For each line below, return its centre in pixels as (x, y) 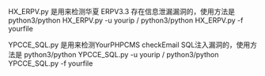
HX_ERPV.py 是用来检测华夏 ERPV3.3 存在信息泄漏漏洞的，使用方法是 (122, 11)
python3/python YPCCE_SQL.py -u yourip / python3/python (121, 54)
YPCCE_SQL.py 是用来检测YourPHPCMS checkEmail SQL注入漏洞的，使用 (129, 45)
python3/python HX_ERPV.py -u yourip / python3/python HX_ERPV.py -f (126, 20)
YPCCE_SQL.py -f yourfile (51, 63)
